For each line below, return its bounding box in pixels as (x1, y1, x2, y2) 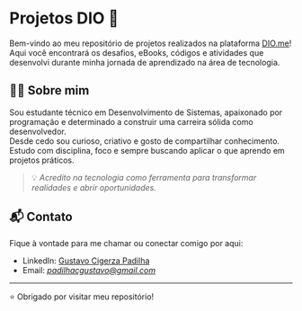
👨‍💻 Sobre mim (9, 83, 90, 98)
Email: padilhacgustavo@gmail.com (22, 264, 156, 275)
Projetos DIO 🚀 (9, 8, 120, 29)
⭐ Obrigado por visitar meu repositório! (9, 291, 155, 302)
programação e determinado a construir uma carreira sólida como (9, 116, 253, 127)
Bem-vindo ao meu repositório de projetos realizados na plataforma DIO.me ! (9, 38, 292, 49)
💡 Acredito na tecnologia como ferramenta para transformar (31, 172, 257, 182)
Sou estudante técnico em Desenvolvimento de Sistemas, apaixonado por (9, 107, 283, 118)
